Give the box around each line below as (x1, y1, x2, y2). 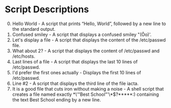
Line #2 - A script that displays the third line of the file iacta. (12, 80, 139, 87)
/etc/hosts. (12, 53, 35, 59)
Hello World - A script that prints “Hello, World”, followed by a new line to (12, 20, 166, 27)
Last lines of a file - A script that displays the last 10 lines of (12, 58, 138, 64)
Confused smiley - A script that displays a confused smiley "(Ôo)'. (12, 31, 152, 37)
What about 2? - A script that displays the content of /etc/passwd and (12, 48, 160, 54)
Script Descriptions (5, 4, 89, 15)
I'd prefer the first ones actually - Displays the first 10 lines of (12, 69, 141, 75)
